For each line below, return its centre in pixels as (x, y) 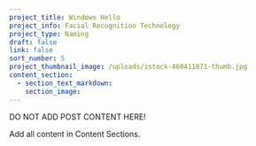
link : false (31, 50)
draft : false (33, 42)
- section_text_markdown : (65, 83)
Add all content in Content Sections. (75, 134)
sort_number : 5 (37, 58)
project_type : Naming (49, 34)
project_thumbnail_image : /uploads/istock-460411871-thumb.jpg (128, 67)
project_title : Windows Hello (65, 17)
